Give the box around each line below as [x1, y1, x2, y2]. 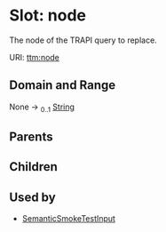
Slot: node [9, 5, 87, 26]
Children [9, 159, 58, 174]
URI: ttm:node [9, 52, 60, 62]
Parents [9, 129, 53, 144]
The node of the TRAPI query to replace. [9, 35, 157, 45]
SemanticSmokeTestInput [21, 213, 115, 224]
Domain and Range [9, 77, 116, 93]
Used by [9, 189, 56, 204]
